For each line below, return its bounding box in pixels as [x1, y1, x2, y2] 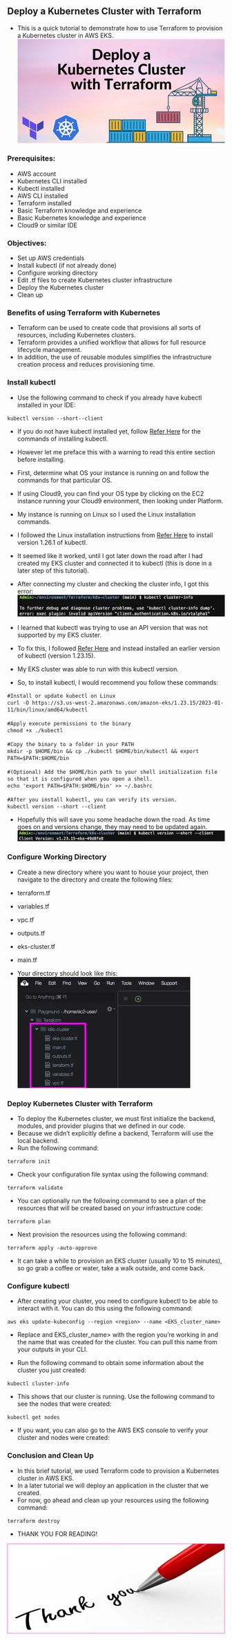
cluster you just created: [17, 1366, 86, 1375]
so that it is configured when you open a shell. [7, 776, 153, 783]
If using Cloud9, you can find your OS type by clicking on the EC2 [17, 489, 204, 497]
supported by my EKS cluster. [17, 631, 102, 639]
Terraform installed [17, 198, 72, 207]
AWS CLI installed [17, 192, 68, 200]
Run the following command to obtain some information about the [17, 1359, 204, 1367]
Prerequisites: [7, 154, 56, 163]
